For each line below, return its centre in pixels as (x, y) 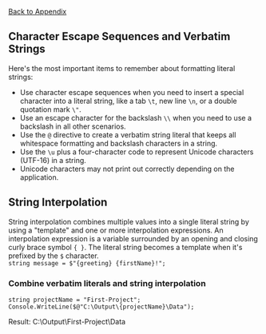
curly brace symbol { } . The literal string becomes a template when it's (125, 247)
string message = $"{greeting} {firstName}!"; (87, 263)
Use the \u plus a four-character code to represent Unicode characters (137, 152)
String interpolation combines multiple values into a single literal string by (129, 221)
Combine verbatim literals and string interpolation (107, 283)
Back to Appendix (38, 12)
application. (39, 177)
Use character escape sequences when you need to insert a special (132, 92)
